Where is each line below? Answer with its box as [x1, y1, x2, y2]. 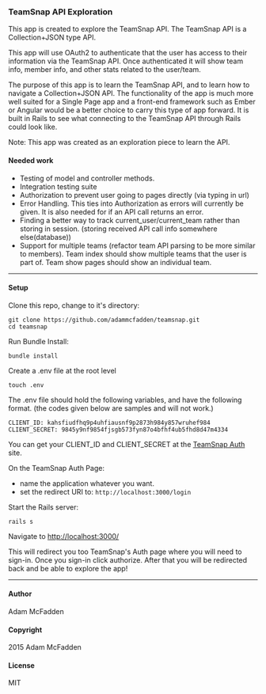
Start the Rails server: [8, 502, 79, 512]
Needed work [8, 155, 54, 165]
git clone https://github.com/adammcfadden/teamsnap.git [8, 316, 200, 324]
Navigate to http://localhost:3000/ [8, 531, 120, 540]
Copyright [8, 624, 43, 635]
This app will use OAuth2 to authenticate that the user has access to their [8, 48, 248, 58]
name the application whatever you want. [19, 478, 154, 488]
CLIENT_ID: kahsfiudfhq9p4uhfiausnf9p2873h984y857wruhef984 [8, 419, 211, 427]
